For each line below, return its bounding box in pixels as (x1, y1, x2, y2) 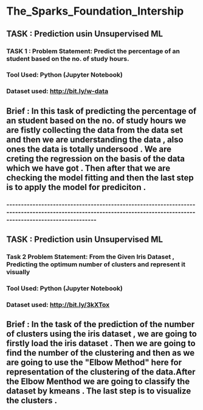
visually (6, 267, 30, 276)
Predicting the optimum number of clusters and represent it (6, 260, 185, 269)
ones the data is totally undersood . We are (6, 144, 172, 154)
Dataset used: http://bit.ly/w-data (6, 87, 108, 96)
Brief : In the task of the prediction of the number (6, 319, 195, 330)
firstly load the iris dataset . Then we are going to (6, 338, 196, 348)
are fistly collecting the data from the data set (6, 125, 183, 135)
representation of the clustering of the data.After (6, 367, 196, 377)
